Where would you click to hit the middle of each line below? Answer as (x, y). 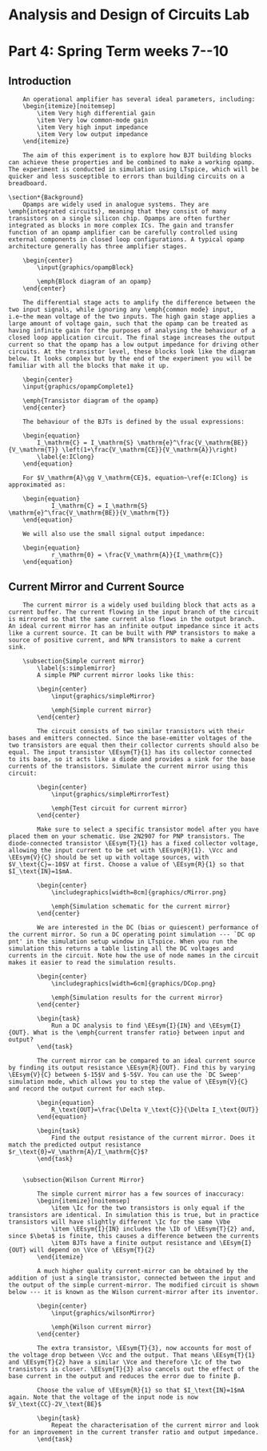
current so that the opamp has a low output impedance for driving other (134, 345)
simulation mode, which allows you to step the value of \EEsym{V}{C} (128, 1082)
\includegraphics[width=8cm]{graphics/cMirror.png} (139, 893)
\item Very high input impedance (93, 127)
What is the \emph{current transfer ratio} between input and (139, 1033)
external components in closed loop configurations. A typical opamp (127, 240)
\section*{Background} (46, 198)
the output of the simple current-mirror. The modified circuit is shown (134, 1285)
